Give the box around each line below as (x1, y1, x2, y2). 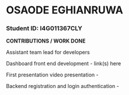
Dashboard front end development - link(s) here (6, 60, 121, 67)
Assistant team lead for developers (6, 49, 90, 56)
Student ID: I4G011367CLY (6, 24, 83, 33)
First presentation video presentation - (6, 71, 99, 79)
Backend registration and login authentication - (6, 83, 120, 90)
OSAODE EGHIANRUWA (6, 3, 124, 17)
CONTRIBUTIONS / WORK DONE (6, 37, 86, 44)
